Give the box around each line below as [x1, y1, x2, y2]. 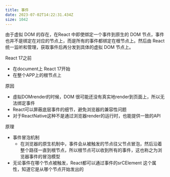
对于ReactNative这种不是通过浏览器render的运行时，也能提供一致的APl [12, 113, 161, 119]
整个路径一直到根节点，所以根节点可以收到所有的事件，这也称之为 [20, 147, 158, 153]
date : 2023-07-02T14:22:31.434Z [5, 12, 73, 17]
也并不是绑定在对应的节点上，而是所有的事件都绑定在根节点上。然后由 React [5, 38, 165, 44]
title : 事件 [5, 7, 29, 13]
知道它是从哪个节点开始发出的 [21, 166, 84, 172]
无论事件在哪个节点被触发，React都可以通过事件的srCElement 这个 [12, 160, 152, 166]
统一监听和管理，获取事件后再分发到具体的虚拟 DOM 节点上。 [5, 44, 134, 50]
